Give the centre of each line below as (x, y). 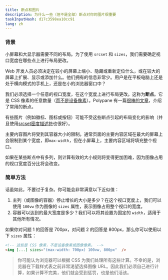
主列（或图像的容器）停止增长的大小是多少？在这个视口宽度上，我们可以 (87, 200)
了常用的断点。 (20, 106)
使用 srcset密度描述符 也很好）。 (41, 123)
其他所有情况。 (28, 218)
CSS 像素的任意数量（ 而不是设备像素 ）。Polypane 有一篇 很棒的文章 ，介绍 (86, 100)
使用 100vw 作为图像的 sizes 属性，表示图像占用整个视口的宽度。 (79, 206)
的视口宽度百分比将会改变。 (34, 163)
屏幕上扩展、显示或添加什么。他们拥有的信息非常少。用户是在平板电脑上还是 (84, 77)
